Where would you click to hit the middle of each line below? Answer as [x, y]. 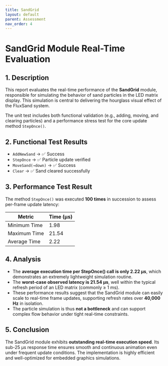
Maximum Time [26, 233]
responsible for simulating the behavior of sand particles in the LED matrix [82, 95]
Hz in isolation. [28, 303]
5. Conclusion [27, 330]
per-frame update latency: [32, 204]
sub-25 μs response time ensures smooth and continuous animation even [81, 347]
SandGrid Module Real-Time [65, 49]
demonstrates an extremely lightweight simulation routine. [72, 277]
